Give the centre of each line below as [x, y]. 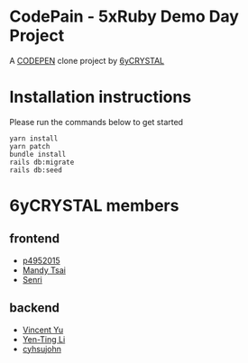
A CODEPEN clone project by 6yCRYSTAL [87, 60]
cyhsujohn [41, 349]
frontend [35, 239]
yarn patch [30, 146]
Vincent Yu [43, 330]
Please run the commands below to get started [96, 122]
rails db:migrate [42, 162]
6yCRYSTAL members [94, 206]
